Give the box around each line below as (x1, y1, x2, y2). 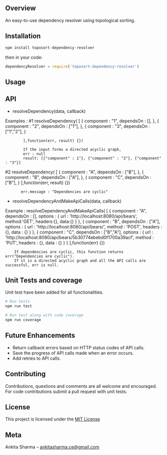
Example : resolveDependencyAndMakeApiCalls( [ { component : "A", (5, 207, 147, 213)
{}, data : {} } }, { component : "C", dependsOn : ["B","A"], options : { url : (5, 229, 154, 235)
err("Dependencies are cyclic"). (5, 254, 75, 259)
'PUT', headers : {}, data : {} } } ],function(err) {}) (5, 240, 105, 246)
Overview (5, 4, 36, 13)
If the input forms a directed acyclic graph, (23, 147, 122, 152)
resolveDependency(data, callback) (12, 108, 86, 114)
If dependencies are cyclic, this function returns (14, 249, 124, 255)
